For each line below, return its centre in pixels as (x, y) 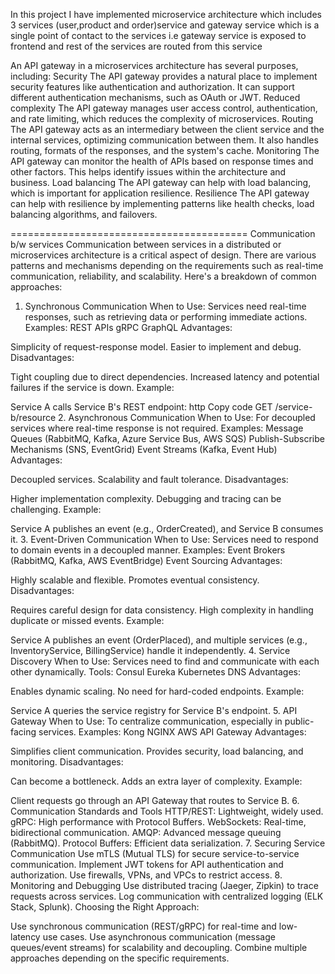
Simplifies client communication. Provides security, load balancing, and (157, 751)
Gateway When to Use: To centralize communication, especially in (146, 721)
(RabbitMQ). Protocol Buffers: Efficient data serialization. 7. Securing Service (168, 843)
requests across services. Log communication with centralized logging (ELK (167, 896)
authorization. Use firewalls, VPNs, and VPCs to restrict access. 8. (146, 875)
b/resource (33, 417)
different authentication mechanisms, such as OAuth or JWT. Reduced (155, 97)
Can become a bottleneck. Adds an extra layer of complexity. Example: (156, 781)
